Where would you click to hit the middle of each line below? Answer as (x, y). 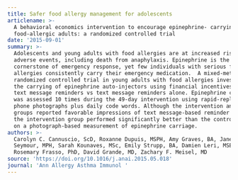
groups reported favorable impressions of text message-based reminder (122, 113)
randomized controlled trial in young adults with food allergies (114, 80)
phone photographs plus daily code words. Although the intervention (118, 106)
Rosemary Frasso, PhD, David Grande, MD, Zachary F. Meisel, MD (110, 152)
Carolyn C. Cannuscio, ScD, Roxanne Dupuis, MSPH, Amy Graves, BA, (115, 139)
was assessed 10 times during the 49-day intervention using (106, 100)
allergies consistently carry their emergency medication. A (107, 73)
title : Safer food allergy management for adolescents (90, 14)
